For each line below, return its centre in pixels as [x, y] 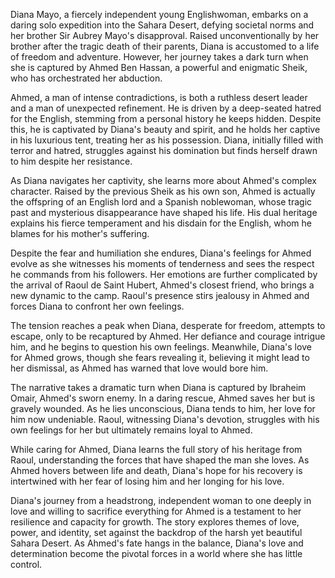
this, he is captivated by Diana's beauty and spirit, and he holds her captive [165, 129]
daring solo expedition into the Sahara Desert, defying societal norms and [162, 25]
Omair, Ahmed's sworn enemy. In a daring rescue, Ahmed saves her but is [163, 398]
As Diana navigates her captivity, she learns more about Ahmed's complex [163, 180]
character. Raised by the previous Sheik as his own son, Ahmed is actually [163, 191]
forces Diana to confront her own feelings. [97, 306]
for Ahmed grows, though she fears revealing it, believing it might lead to [160, 357]
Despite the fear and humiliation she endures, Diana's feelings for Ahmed [161, 253]
